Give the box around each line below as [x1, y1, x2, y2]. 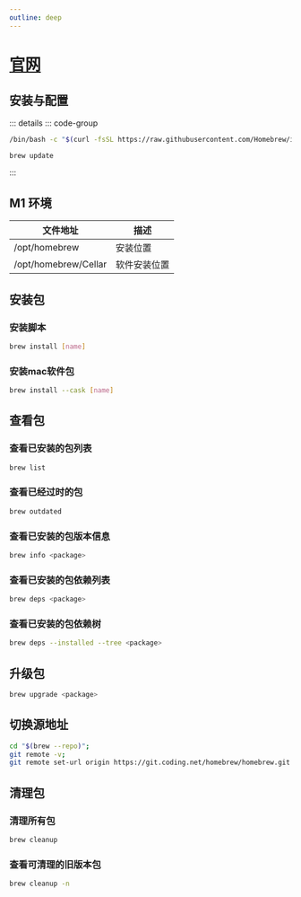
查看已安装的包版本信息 [9, 530, 110, 542]
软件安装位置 [115, 259, 170, 271]
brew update [9, 151, 54, 160]
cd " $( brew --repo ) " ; [9, 742, 90, 751]
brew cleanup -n [9, 879, 70, 889]
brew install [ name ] [9, 342, 87, 351]
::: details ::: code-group [9, 118, 99, 128]
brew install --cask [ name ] [9, 386, 115, 395]
